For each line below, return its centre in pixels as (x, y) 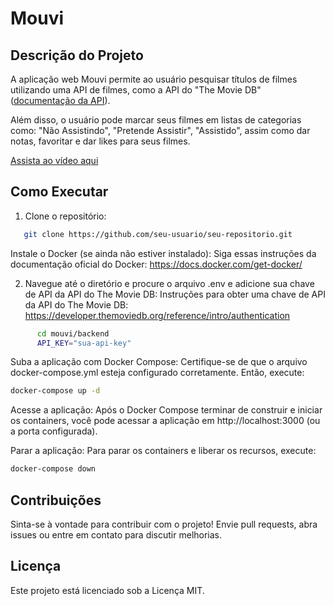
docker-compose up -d (55, 391)
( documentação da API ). (60, 100)
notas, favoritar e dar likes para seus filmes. (100, 141)
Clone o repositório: (65, 216)
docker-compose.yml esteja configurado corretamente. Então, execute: (157, 373)
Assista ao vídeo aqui (54, 160)
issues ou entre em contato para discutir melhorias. (116, 535)
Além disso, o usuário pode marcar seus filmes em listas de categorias (156, 120)
